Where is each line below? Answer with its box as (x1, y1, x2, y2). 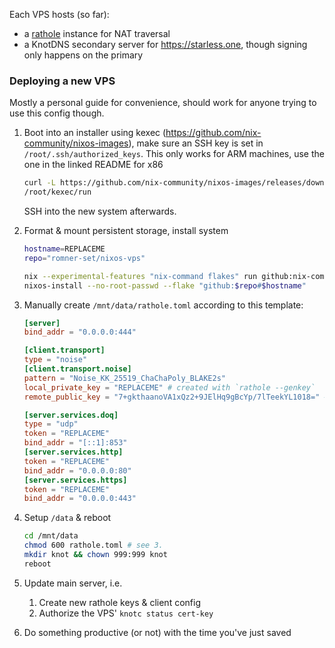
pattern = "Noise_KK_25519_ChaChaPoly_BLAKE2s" (23, 373, 226, 383)
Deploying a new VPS (9, 74, 116, 88)
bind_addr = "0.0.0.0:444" (23, 327, 137, 338)
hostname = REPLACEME (23, 244, 106, 254)
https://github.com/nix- (165, 127, 262, 139)
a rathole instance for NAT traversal (23, 28, 171, 39)
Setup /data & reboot (23, 512, 112, 524)
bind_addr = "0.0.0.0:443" (23, 494, 137, 504)
